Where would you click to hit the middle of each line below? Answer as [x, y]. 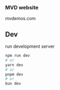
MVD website [22, 8]
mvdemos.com [20, 19]
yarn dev [14, 65]
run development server [30, 46]
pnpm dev [14, 74]
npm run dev [17, 56]
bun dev [13, 84]
